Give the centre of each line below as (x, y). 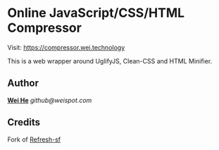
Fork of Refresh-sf (34, 139)
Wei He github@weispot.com (50, 100)
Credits (24, 122)
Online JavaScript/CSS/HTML (96, 13)
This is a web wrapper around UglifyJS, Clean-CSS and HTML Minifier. (110, 61)
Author (23, 83)
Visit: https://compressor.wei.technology (66, 47)
